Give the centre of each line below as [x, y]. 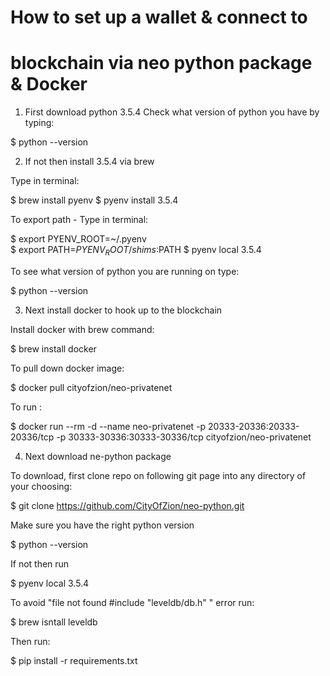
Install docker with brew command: [82, 329]
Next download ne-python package [98, 456]
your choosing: [41, 486]
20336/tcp [32, 437]
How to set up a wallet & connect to [159, 17]
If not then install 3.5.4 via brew [89, 162]
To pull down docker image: [67, 368]
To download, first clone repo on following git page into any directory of [158, 475]
